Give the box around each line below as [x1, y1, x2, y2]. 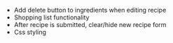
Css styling [13, 28, 47, 36]
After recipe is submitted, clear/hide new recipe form [13, 21, 167, 28]
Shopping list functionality [13, 13, 90, 21]
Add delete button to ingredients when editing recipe [13, 6, 167, 14]
